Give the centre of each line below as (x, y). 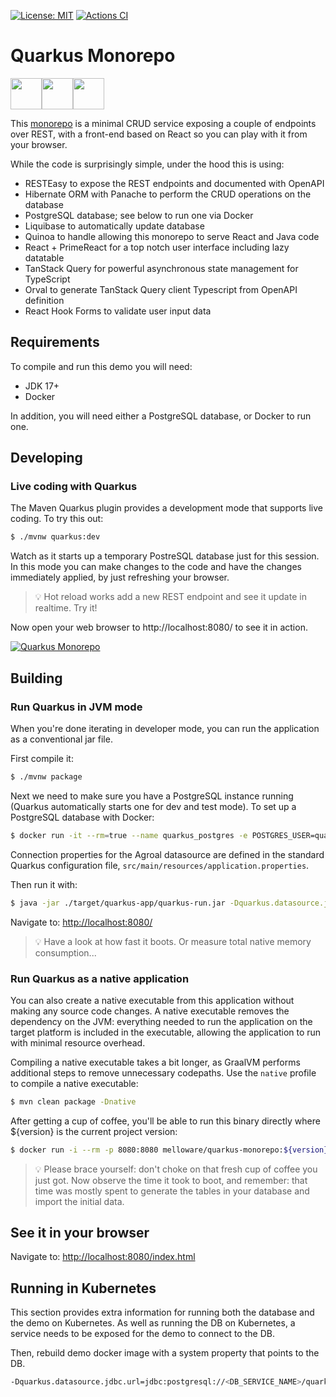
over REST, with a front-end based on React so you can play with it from (159, 134)
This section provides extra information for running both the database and (162, 1312)
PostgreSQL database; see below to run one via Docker (139, 215)
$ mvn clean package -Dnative (73, 1101)
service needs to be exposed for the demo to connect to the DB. (142, 1334)
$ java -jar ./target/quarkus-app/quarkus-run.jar (118, 903)
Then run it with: (44, 884)
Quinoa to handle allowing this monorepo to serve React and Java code (172, 236)
